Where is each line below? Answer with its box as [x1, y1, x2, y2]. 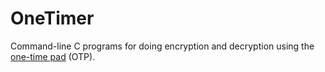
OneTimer [10, 7, 95, 30]
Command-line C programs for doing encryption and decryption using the [10, 40, 315, 52]
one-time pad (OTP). [10, 50, 96, 62]
